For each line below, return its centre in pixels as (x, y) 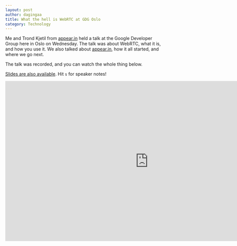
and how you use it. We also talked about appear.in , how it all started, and (82, 49)
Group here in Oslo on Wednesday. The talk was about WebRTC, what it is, (83, 44)
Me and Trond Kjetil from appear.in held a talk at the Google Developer (79, 38)
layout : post (19, 10)
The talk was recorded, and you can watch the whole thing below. (74, 64)
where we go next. (25, 55)
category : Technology (28, 24)
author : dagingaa (24, 15)
